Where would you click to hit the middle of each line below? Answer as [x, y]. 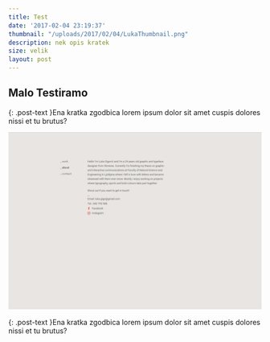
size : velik [28, 51]
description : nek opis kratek [59, 43]
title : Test [28, 17]
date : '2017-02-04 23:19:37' [57, 25]
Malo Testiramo [48, 93]
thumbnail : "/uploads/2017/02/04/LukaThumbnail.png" [98, 34]
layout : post [30, 60]
